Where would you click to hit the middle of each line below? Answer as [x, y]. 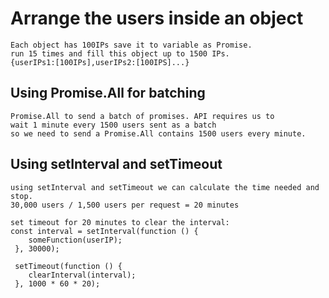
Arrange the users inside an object [157, 18]
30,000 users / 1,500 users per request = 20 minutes [125, 205]
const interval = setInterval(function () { [104, 231]
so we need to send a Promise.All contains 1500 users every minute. [158, 133]
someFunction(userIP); [75, 240]
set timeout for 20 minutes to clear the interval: [120, 222]
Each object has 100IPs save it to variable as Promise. [131, 45]
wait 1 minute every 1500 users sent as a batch [113, 125]
